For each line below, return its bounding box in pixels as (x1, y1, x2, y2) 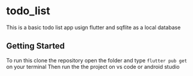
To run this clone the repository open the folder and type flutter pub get (6, 56, 188, 64)
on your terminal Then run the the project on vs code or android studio (6, 63, 180, 70)
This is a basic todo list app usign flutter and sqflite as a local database (6, 24, 181, 31)
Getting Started (6, 41, 65, 51)
